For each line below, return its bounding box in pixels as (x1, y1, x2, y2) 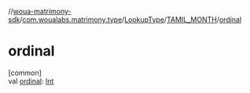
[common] (8, 68, 42, 77)
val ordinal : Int (8, 76, 54, 85)
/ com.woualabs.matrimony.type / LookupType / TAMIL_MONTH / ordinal (19, 15, 242, 24)
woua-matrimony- (13, 7, 72, 16)
